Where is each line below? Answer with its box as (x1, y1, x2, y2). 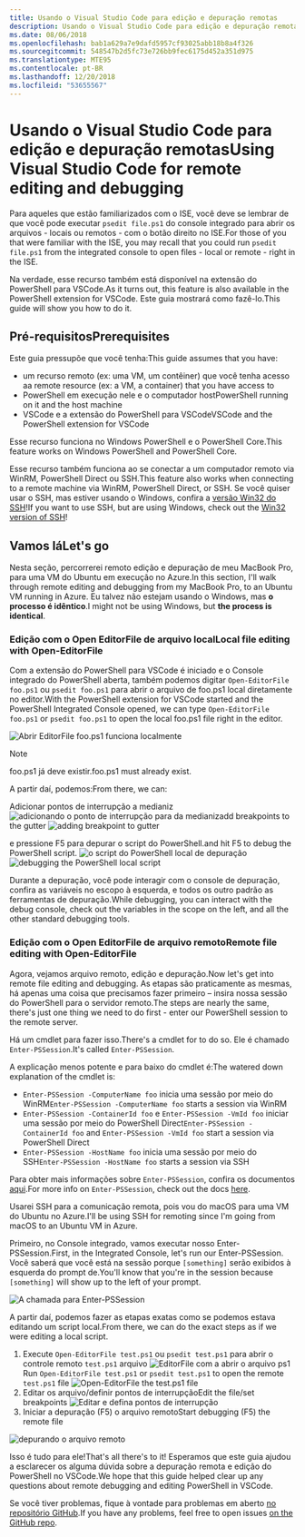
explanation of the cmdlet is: (9, 1070, 116, 1081)
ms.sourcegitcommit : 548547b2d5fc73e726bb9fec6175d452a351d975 (9, 47, 254, 56)
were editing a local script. (9, 1331, 109, 1342)
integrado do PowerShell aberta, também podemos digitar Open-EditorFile (9, 675, 290, 685)
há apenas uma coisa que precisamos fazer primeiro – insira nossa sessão (9, 987, 288, 999)
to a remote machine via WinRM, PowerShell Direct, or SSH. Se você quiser (9, 483, 290, 494)
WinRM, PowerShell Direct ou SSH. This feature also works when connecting (9, 473, 294, 484)
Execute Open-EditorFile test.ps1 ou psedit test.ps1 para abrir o (22, 1348, 274, 1359)
